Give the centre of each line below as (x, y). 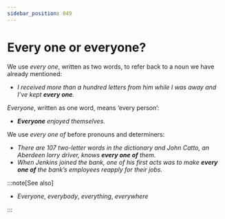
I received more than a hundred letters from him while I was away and (117, 87)
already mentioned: (34, 73)
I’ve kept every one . (45, 94)
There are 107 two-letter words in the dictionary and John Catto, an (113, 148)
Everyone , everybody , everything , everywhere (83, 196)
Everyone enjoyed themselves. (61, 121)
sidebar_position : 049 (40, 13)
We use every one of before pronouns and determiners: (86, 134)
